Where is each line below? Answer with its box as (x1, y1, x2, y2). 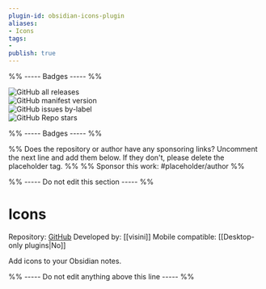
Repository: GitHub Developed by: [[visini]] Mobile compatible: (8, 232, 217, 241)
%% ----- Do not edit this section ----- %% (8, 177, 154, 186)
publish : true (8, 49, 57, 57)
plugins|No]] (23, 240, 66, 250)
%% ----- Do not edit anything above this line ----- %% (8, 271, 195, 281)
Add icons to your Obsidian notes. (8, 256, 122, 266)
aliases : (8, 19, 38, 27)
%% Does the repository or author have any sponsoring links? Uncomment (8, 144, 258, 153)
